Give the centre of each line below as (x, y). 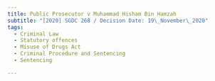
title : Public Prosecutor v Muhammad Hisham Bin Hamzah (92, 14)
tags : (15, 27)
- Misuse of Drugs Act (47, 47)
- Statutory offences (46, 40)
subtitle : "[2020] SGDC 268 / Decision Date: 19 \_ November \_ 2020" (108, 21)
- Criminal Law (36, 34)
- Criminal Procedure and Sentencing (70, 54)
